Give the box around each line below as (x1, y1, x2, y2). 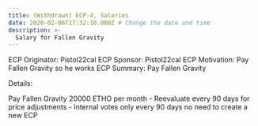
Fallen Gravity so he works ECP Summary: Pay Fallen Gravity (8, 64, 207, 73)
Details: (8, 79, 33, 88)
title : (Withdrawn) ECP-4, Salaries (8, 11, 129, 20)
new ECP (8, 111, 38, 120)
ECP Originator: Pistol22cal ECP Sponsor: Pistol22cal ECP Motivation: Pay (8, 55, 249, 65)
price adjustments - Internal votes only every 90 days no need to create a (8, 102, 248, 112)
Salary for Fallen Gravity (15, 33, 104, 42)
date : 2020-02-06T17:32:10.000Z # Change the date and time (8, 19, 211, 27)
